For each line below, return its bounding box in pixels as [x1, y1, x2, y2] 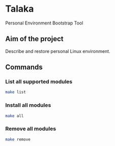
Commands [5, 63, 43, 72]
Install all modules [5, 102, 51, 109]
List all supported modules [5, 78, 73, 85]
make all [5, 113, 24, 119]
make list [5, 90, 26, 95]
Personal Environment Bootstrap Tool [5, 20, 83, 26]
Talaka [5, 3, 34, 15]
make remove [5, 137, 31, 142]
